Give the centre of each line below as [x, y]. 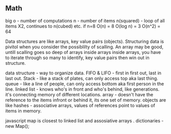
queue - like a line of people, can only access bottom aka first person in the [85, 84]
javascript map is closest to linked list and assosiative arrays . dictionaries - [84, 120]
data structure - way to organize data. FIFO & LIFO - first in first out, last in [83, 73]
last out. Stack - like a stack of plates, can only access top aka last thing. [82, 78]
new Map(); [17, 126]
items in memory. [23, 111]
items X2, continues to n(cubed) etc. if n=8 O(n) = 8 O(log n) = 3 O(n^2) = [83, 26]
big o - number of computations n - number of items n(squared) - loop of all [85, 20]
